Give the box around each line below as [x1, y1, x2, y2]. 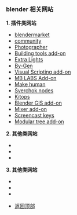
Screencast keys [14, 112, 54, 119]
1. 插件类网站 [6, 19, 36, 27]
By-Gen [14, 63, 33, 70]
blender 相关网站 [6, 5, 54, 13]
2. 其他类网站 [6, 130, 38, 137]
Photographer [14, 44, 48, 51]
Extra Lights [14, 56, 43, 63]
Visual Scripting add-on [14, 68, 71, 75]
